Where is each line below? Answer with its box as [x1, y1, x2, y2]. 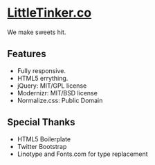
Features [7, 48, 46, 60]
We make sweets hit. [7, 28, 66, 36]
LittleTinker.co [7, 5, 92, 21]
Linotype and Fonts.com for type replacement [17, 150, 148, 158]
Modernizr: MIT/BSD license [17, 88, 98, 97]
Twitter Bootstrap [17, 142, 67, 150]
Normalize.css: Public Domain [17, 96, 103, 104]
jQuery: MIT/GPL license [17, 81, 87, 90]
